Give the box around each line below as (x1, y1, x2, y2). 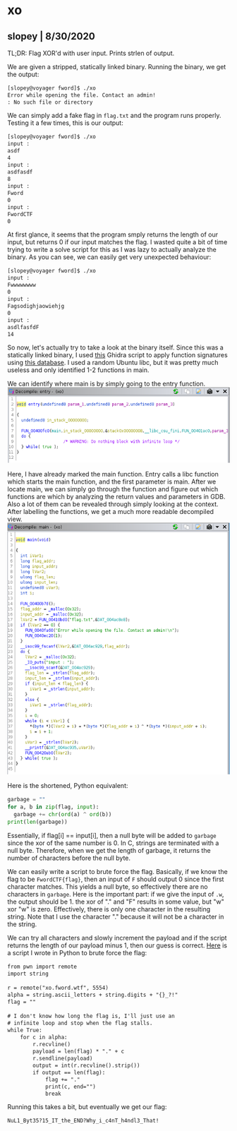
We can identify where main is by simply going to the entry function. (7, 380, 206, 388)
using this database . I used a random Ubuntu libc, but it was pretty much (7, 359, 219, 366)
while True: (7, 1027, 42, 1034)
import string (7, 970, 49, 977)
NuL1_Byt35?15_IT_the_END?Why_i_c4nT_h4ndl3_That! (7, 1117, 159, 1124)
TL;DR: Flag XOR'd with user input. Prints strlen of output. (7, 49, 175, 57)
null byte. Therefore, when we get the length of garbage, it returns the (7, 846, 211, 854)
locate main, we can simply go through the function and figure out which (7, 485, 219, 493)
